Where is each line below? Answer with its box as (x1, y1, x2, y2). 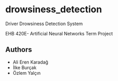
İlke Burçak (12, 64, 37, 70)
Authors (5, 45, 32, 54)
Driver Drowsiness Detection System (5, 21, 83, 27)
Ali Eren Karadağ (12, 59, 49, 65)
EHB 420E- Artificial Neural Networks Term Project (5, 30, 113, 36)
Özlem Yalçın (12, 70, 41, 76)
